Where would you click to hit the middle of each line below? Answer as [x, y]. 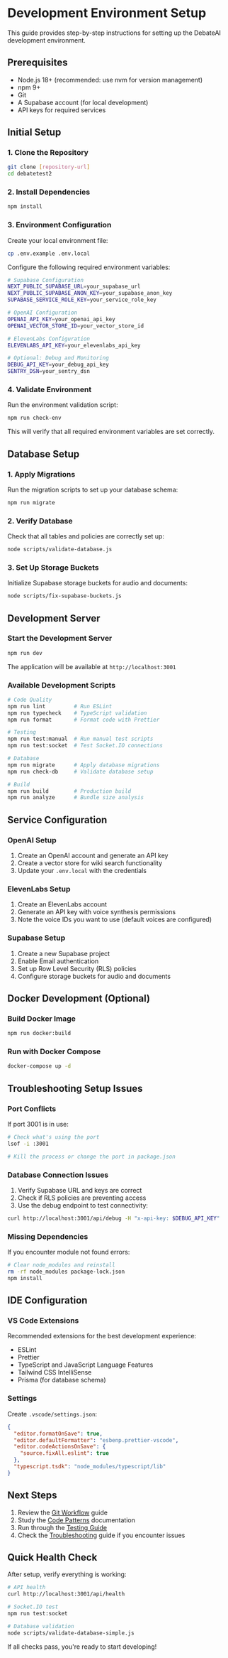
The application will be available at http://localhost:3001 [92, 666]
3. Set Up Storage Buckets [53, 568]
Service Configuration [57, 819]
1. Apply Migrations [41, 474]
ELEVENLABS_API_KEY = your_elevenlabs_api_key [74, 345]
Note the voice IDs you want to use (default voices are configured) [115, 920]
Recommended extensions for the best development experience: [102, 1336]
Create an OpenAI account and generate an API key [93, 856]
